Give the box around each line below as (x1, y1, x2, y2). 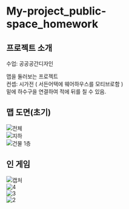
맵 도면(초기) (6, 107, 51, 118)
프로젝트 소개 (6, 42, 53, 53)
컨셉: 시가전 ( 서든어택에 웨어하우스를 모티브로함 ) (6, 81, 124, 87)
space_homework (6, 17, 99, 31)
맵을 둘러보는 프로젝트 (6, 73, 59, 80)
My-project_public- (6, 4, 107, 18)
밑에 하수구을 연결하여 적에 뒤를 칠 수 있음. (6, 88, 107, 95)
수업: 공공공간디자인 (6, 60, 53, 67)
